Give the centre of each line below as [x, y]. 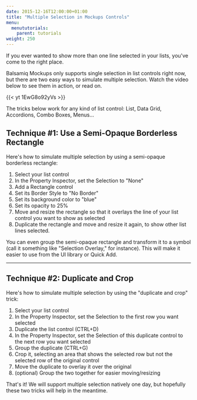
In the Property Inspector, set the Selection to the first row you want [96, 316]
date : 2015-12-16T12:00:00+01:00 [47, 11]
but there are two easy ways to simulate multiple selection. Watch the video [97, 79]
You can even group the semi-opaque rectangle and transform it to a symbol [98, 242]
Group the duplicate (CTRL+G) [51, 348]
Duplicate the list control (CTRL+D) [57, 329]
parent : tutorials [39, 34]
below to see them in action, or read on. [54, 86]
